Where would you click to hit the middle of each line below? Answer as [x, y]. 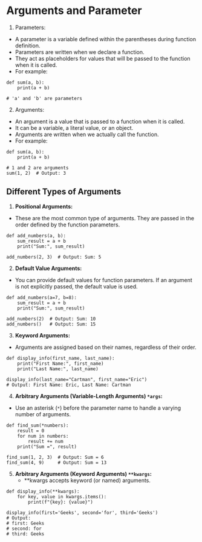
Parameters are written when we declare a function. [80, 52]
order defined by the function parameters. [67, 225]
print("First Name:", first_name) [60, 364]
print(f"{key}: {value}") [61, 502]
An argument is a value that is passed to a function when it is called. [100, 121]
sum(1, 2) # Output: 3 [36, 173]
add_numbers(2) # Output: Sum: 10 [51, 319]
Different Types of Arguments [64, 192]
